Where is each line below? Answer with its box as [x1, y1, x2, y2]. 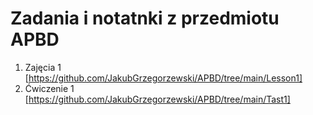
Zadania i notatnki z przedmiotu [10, 7, 280, 30]
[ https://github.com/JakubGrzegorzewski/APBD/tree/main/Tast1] [24, 93, 291, 105]
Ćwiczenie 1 [24, 82, 75, 94]
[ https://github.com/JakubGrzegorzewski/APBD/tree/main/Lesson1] [24, 72, 303, 84]
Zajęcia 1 [24, 61, 62, 73]
